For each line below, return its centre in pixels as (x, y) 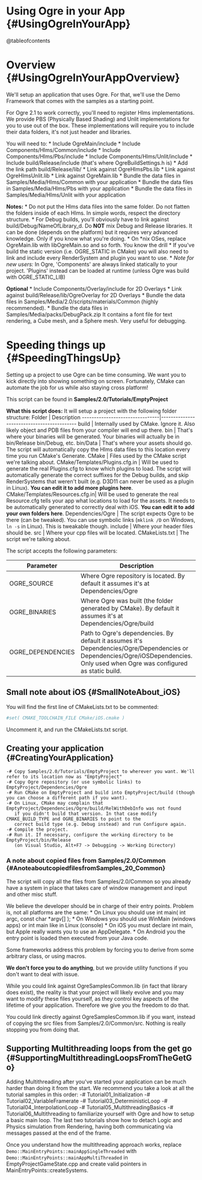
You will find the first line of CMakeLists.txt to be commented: (83, 706)
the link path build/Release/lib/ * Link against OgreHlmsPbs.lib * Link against (101, 169)
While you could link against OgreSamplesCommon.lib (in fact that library (97, 986)
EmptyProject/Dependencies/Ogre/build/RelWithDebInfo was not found (94, 809)
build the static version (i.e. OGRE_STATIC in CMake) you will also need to (97, 251)
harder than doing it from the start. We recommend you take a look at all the (100, 1088)
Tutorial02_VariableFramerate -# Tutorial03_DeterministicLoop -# (87, 1101)
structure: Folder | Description (44, 417)
